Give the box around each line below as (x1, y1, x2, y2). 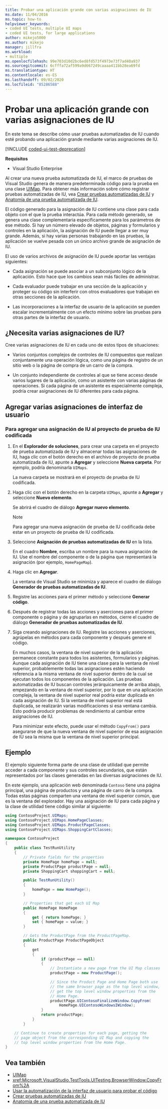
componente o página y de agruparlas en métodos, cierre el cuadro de (12, 614, 159, 620)
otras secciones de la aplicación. (12, 294, 81, 300)
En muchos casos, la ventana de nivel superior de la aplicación (12, 650, 143, 656)
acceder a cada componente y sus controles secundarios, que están (5, 767, 147, 773)
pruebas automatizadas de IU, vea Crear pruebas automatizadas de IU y (5, 191, 154, 197)
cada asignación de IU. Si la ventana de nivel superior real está (12, 698, 142, 704)
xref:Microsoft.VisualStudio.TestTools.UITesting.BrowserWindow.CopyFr (12, 1077, 162, 1083)
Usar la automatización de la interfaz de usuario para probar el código (12, 1088, 157, 1094)
